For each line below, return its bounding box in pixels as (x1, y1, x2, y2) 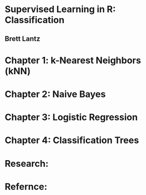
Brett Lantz (5, 34, 41, 43)
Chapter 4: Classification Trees (5, 135, 139, 146)
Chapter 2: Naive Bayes (5, 88, 106, 100)
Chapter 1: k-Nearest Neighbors (5, 55, 141, 66)
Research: (5, 158, 49, 169)
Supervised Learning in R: (5, 4, 116, 15)
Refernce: (5, 181, 48, 192)
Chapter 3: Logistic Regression (5, 112, 138, 123)
